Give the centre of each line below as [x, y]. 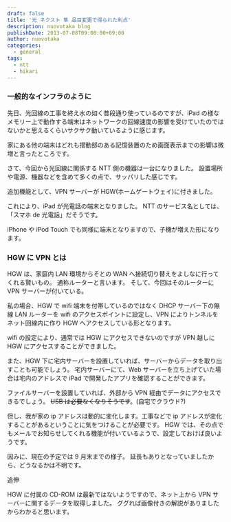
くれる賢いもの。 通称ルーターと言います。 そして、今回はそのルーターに [111, 283]
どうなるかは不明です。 [52, 465]
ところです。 [55, 153]
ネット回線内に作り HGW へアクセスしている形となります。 [91, 323]
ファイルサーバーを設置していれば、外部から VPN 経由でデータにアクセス [111, 393]
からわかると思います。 [40, 512]
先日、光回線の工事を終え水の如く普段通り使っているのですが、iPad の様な [113, 113]
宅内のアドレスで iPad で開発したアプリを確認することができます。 [114, 378]
